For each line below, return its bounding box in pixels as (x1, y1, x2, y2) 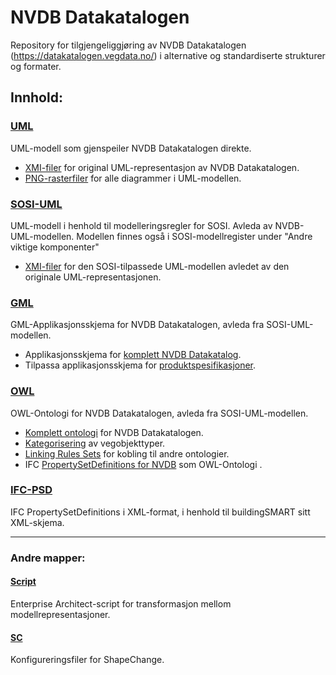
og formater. (10, 60, 62, 72)
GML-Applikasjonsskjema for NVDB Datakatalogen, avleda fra (10, 319, 265, 331)
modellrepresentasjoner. (10, 608, 111, 620)
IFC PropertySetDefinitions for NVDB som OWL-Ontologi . (24, 458, 263, 470)
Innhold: (10, 89, 63, 106)
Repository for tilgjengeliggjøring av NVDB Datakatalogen (10, 39, 247, 51)
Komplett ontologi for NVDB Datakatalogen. (24, 426, 204, 438)
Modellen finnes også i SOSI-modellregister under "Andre (76, 230, 313, 242)
